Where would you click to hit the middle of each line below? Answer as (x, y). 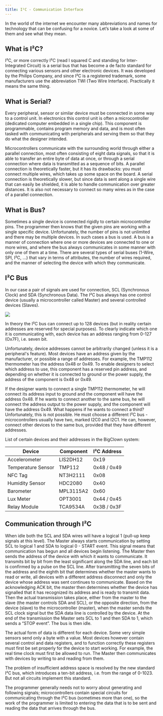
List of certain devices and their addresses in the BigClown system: (72, 439)
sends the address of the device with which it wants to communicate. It (76, 556)
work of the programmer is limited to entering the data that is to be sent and (81, 703)
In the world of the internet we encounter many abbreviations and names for (81, 23)
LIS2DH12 (71, 460)
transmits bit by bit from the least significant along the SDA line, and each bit (81, 561)
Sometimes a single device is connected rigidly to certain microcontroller (78, 222)
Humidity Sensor (26, 483)
